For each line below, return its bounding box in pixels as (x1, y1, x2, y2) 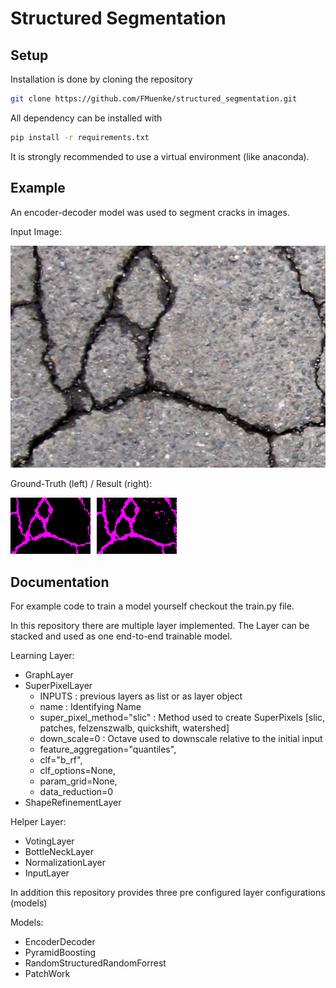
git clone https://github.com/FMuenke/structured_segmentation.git (10, 94, 298, 104)
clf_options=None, (39, 765, 117, 777)
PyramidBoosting (24, 947, 97, 959)
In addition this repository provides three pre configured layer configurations (10, 887, 326, 899)
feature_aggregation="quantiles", (39, 743, 177, 756)
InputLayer (24, 867, 70, 879)
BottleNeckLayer (24, 846, 95, 858)
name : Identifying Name (39, 701, 142, 713)
